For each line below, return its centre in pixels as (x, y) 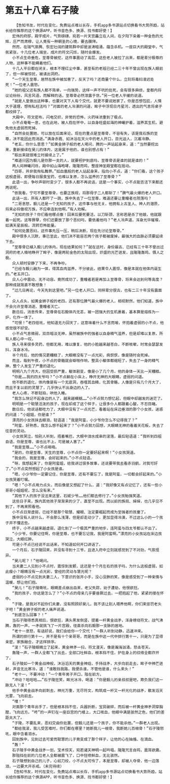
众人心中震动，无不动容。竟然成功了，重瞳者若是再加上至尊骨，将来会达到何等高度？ (88, 279)
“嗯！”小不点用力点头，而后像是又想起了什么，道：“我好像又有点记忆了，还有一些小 (87, 485)
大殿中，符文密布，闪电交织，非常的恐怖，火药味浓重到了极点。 (69, 117)
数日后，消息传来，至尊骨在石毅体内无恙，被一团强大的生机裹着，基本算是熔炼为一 (86, 312)
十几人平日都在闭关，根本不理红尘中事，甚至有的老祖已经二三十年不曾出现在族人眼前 (88, 68)
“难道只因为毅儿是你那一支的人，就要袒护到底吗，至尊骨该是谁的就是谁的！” (80, 160)
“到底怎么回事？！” (29, 615)
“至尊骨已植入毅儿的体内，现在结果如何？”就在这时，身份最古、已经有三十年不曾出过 (88, 247)
